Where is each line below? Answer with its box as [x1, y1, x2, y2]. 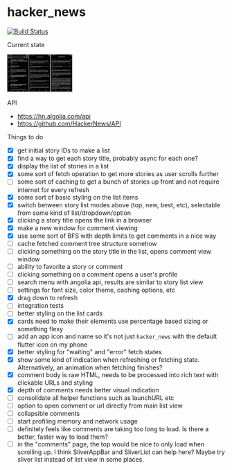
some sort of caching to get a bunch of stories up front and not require [17, 177, 220, 186]
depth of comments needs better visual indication [17, 385, 159, 394]
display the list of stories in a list [17, 162, 109, 171]
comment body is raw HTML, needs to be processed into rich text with [17, 370, 219, 378]
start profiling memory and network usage [17, 417, 139, 425]
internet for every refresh [17, 185, 90, 194]
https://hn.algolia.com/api [17, 112, 91, 121]
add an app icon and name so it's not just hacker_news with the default [17, 332, 217, 340]
